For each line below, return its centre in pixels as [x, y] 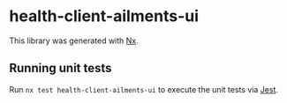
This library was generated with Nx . [74, 40]
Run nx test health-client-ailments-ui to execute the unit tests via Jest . [144, 89]
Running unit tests [60, 68]
